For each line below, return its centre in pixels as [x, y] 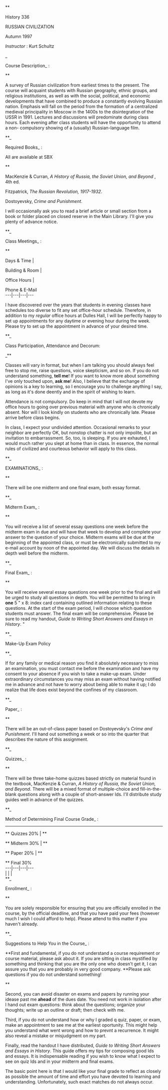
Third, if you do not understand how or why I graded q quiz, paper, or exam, [83, 1020]
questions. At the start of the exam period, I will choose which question [78, 608]
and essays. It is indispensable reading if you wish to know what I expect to [83, 1056]
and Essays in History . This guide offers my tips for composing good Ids [79, 1051]
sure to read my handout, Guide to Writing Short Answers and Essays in [79, 619]
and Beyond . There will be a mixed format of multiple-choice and [72, 789]
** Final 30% [18, 863]
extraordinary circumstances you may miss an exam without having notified [83, 679]
